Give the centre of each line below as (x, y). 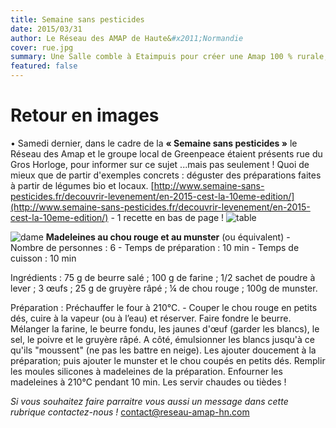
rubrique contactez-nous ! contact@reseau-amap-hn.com (130, 412)
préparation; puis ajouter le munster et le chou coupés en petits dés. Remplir (168, 360)
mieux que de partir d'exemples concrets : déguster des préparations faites (166, 175)
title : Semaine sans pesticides (77, 19)
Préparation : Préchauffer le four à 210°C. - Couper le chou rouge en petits (164, 307)
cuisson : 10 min (43, 258)
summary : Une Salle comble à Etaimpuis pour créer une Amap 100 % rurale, (169, 57)
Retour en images (85, 115)
